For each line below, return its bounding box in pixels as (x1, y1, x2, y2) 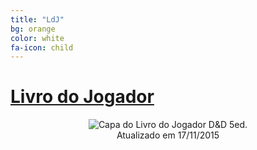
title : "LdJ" (10, 14, 65, 25)
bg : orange (10, 24, 56, 34)
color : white (10, 33, 65, 43)
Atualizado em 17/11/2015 (116, 129, 220, 141)
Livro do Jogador (10, 86, 155, 108)
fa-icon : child (10, 42, 74, 53)
